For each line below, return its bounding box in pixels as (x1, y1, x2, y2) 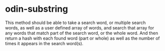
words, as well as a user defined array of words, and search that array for (5, 25, 154, 30)
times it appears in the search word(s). (5, 40, 84, 46)
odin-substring (5, 3, 68, 15)
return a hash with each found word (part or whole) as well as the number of (5, 35, 160, 41)
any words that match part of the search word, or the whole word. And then (5, 30, 159, 36)
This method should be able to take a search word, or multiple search (5, 20, 146, 25)
